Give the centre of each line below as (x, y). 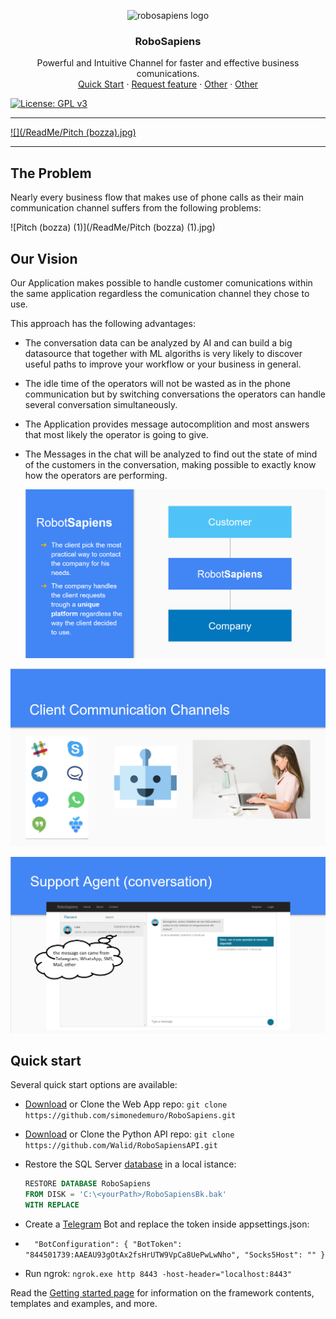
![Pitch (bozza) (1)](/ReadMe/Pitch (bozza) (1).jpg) (113, 227)
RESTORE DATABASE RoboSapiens (88, 1184)
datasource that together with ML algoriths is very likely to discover (163, 353)
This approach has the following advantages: (103, 323)
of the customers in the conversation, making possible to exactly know (170, 464)
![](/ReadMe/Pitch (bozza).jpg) (73, 132)
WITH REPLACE (52, 1205)
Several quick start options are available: (94, 1085)
